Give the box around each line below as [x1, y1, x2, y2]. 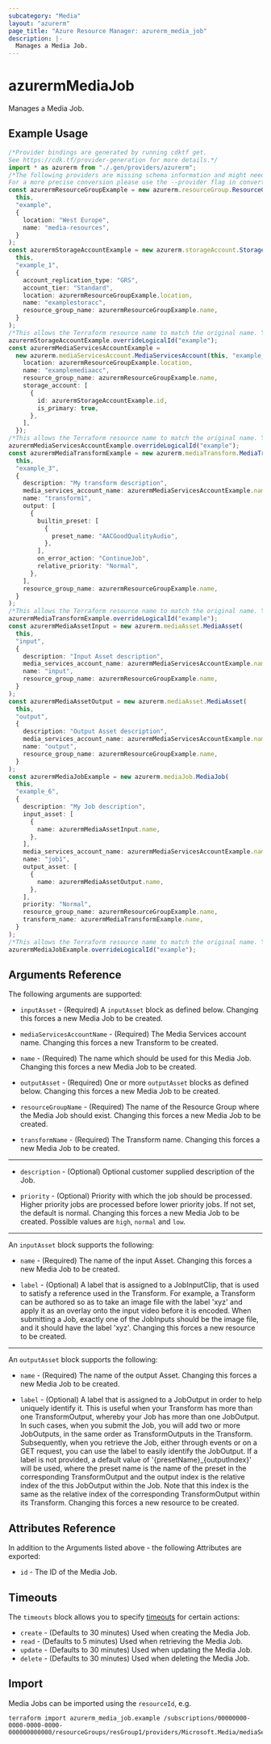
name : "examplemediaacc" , [23, 366, 110, 375]
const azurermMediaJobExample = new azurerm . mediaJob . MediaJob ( [8, 773, 229, 781]
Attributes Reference [8, 1522, 116, 1535]
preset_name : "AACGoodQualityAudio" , [51, 531, 179, 540]
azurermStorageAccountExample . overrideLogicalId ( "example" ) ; [8, 337, 219, 345]
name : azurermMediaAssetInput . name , [37, 825, 161, 833]
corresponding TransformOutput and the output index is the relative [19, 1472, 245, 1482]
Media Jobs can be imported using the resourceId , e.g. [8, 1698, 192, 1708]
